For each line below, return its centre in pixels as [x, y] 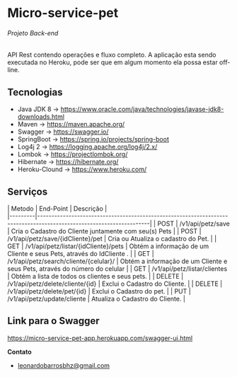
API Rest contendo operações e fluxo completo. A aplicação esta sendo [112, 55]
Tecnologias [35, 92]
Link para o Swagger [54, 321]
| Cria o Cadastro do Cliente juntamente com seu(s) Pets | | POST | [104, 231]
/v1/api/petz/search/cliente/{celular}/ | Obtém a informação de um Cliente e [117, 261]
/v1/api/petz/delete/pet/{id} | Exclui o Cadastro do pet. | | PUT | [99, 291]
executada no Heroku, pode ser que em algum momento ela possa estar [112, 62]
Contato [19, 352]
